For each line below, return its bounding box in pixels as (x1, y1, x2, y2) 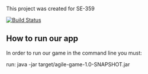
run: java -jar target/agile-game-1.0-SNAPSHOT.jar (6, 60, 130, 67)
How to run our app (6, 34, 79, 44)
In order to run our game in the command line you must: (6, 49, 142, 56)
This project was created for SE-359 (6, 5, 95, 12)
